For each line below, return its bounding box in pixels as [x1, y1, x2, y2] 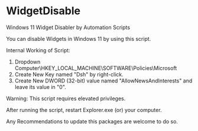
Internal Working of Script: [6, 46, 70, 54]
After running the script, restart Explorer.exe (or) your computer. [6, 106, 162, 113]
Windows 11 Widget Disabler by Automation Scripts [6, 24, 131, 31]
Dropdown [14, 58, 41, 65]
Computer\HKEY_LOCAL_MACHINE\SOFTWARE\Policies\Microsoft [14, 64, 177, 72]
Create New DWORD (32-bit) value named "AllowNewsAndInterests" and [14, 77, 193, 84]
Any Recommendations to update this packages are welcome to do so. [6, 117, 178, 125]
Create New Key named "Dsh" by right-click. [14, 71, 124, 78]
